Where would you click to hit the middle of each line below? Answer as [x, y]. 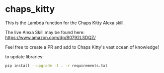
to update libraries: [24, 56]
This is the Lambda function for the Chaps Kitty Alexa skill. [65, 23]
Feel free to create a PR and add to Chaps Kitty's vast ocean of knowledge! [82, 47]
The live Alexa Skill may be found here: [45, 32]
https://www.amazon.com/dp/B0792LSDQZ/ [50, 37]
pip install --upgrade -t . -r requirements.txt [56, 66]
